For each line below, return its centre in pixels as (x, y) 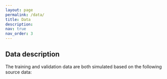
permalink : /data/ (25, 15)
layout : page (19, 10)
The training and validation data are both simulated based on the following (84, 66)
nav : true (16, 29)
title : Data (18, 19)
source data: (19, 72)
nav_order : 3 (19, 34)
